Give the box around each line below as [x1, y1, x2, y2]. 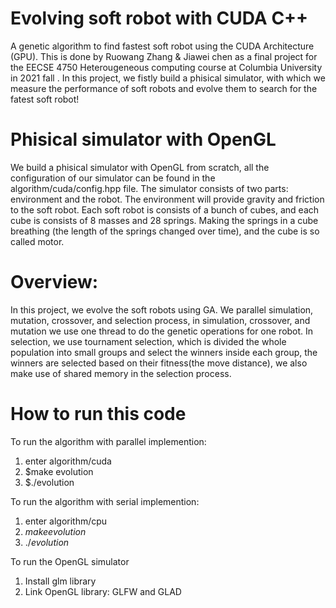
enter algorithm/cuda [24, 455, 112, 467]
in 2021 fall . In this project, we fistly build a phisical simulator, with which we [10, 72, 326, 84]
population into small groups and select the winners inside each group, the [10, 346, 318, 358]
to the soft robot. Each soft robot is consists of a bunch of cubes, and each [10, 203, 320, 216]
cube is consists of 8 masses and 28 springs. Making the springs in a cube [10, 214, 319, 226]
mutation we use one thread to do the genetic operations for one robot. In [10, 325, 314, 337]
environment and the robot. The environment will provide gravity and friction [10, 193, 325, 205]
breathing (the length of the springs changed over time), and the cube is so [10, 225, 320, 237]
